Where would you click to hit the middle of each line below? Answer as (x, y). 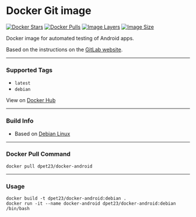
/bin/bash (18, 209)
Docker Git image (49, 11)
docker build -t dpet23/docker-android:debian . (66, 199)
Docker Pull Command (38, 154)
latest (22, 83)
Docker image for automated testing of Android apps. (70, 38)
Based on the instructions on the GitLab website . (64, 49)
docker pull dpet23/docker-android (49, 166)
